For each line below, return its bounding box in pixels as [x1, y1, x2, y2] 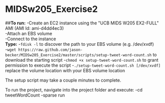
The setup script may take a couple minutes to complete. [5, 77, 121, 83]
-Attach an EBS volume [5, 30, 53, 36]
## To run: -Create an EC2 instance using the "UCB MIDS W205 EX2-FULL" [5, 20, 159, 26]
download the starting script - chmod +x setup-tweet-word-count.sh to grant [5, 57, 159, 63]
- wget [5, 46, 16, 52]
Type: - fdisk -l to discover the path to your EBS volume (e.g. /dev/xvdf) [5, 41, 155, 47]
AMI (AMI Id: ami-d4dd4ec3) [5, 25, 64, 31]
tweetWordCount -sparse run [5, 92, 65, 98]
